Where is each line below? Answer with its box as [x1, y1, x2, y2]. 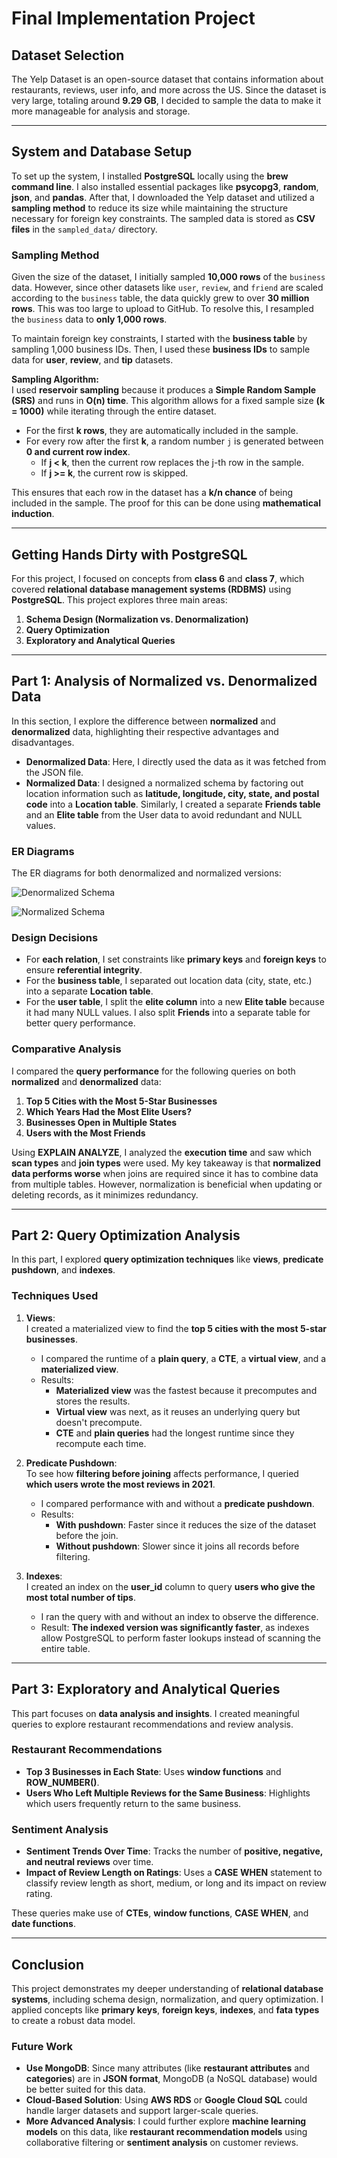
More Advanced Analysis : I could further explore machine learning [25, 2115, 307, 2127]
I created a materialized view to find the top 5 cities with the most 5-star [25, 1322, 328, 1334]
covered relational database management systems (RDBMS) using [11, 583, 292, 595]
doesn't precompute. [55, 1416, 143, 1428]
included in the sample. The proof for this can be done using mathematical [11, 497, 321, 509]
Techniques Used [11, 1289, 99, 1303]
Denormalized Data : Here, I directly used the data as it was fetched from [25, 755, 327, 767]
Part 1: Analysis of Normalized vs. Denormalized [11, 673, 318, 690]
